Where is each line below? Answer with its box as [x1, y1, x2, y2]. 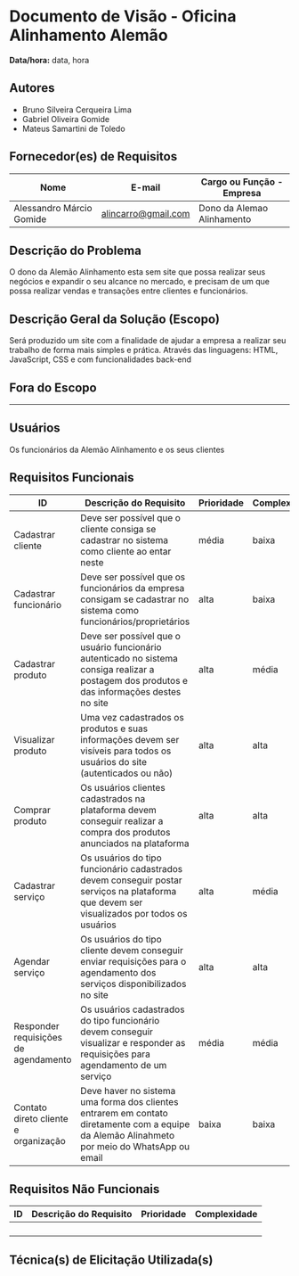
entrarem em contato [79, 1107, 169, 1119]
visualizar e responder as [79, 1036, 186, 1049]
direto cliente [13, 1112, 69, 1124]
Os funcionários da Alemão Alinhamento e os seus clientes [9, 444, 225, 455]
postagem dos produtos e [79, 674, 189, 687]
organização [13, 1134, 67, 1147]
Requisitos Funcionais [9, 470, 135, 485]
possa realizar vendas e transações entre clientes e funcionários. [9, 285, 248, 296]
